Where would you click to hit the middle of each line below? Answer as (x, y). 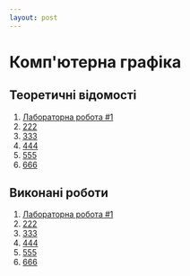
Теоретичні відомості (73, 95)
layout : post (34, 18)
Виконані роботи (59, 193)
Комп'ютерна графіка (95, 62)
